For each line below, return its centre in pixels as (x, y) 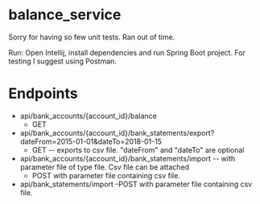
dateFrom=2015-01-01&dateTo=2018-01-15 (91, 141)
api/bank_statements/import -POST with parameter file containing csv (136, 184)
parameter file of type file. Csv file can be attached (105, 167)
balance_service (65, 15)
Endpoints (43, 94)
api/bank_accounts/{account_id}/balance (88, 116)
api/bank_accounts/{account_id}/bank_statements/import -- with (128, 158)
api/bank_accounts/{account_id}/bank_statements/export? (117, 133)
